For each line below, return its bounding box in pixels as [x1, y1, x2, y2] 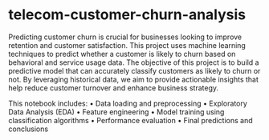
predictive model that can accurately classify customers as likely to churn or [8, 66, 261, 75]
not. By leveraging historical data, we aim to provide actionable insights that [8, 74, 259, 84]
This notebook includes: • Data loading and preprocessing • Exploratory [8, 98, 247, 108]
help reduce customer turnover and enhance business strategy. [8, 82, 219, 93]
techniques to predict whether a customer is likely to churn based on [8, 49, 236, 58]
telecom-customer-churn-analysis [8, 6, 247, 24]
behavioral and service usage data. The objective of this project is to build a [8, 58, 259, 67]
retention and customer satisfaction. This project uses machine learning [8, 40, 247, 50]
